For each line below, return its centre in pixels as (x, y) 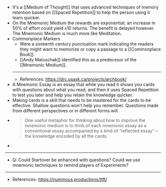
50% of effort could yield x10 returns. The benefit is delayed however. (83, 28)
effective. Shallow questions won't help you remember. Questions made (85, 105)
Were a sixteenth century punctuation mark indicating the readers (87, 44)
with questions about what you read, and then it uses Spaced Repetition (85, 90)
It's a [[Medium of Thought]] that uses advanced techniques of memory (85, 7)
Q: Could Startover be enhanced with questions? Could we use (76, 160)
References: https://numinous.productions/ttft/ (60, 179)
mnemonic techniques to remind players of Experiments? (70, 165)
